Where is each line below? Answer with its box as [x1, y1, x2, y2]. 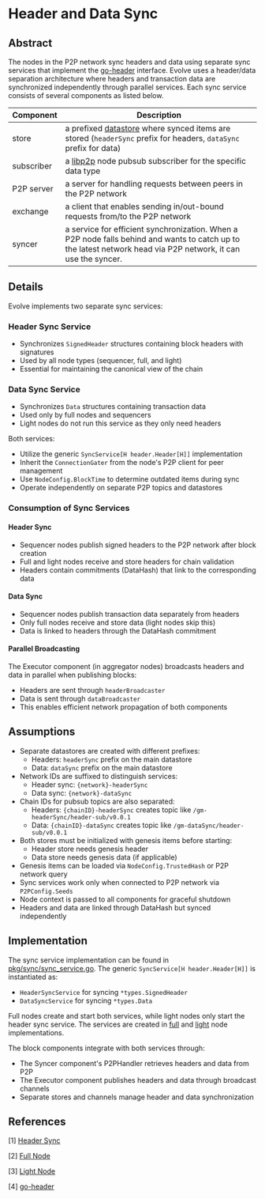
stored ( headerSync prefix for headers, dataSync [65, 133, 240, 143]
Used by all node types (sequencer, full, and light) [19, 356, 182, 365]
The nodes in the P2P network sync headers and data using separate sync [8, 57, 251, 66]
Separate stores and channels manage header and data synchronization [19, 1092, 255, 1102]
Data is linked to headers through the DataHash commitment [19, 626, 217, 635]
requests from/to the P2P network [65, 211, 192, 221]
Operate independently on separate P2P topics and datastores [19, 483, 223, 493]
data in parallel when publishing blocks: [8, 670, 137, 679]
